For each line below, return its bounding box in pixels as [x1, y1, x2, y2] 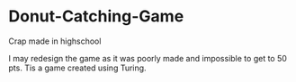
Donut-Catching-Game [8, 6, 184, 27]
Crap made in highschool [8, 36, 102, 46]
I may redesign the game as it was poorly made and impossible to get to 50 [8, 53, 287, 63]
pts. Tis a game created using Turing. [8, 62, 147, 73]
